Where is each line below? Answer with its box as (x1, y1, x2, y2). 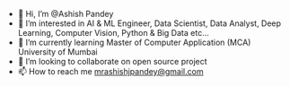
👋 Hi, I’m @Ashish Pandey (17, 9, 114, 19)
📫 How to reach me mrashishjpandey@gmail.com (17, 66, 204, 76)
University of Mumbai (17, 47, 99, 57)
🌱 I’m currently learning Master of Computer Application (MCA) (17, 37, 251, 47)
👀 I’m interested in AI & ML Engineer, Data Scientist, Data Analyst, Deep (17, 18, 281, 29)
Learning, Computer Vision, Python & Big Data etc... (17, 28, 209, 38)
